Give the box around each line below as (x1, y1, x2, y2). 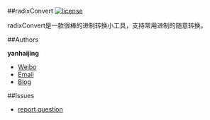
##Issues (7, 92, 35, 100)
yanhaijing (7, 49, 39, 57)
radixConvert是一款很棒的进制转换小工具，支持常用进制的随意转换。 (7, 21, 207, 30)
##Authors (7, 35, 39, 44)
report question (17, 105, 64, 113)
